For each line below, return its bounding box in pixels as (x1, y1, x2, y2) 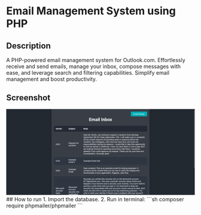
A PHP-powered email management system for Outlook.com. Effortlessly (6, 57, 185, 63)
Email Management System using (6, 4, 176, 18)
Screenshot (6, 93, 51, 103)
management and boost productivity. (6, 76, 98, 82)
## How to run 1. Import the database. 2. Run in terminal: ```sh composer (6, 196, 184, 203)
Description (6, 41, 51, 51)
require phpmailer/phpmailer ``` (6, 202, 83, 210)
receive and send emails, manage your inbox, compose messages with (6, 63, 181, 70)
